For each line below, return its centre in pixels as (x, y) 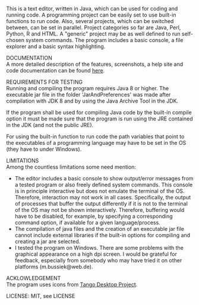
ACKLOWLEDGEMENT (34, 278)
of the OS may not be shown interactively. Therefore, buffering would (99, 210)
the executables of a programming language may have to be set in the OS (96, 143)
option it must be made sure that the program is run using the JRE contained (99, 119)
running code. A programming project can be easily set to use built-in (91, 15)
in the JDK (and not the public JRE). (50, 125)
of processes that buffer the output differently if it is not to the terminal (101, 204)
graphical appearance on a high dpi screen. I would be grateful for (96, 254)
